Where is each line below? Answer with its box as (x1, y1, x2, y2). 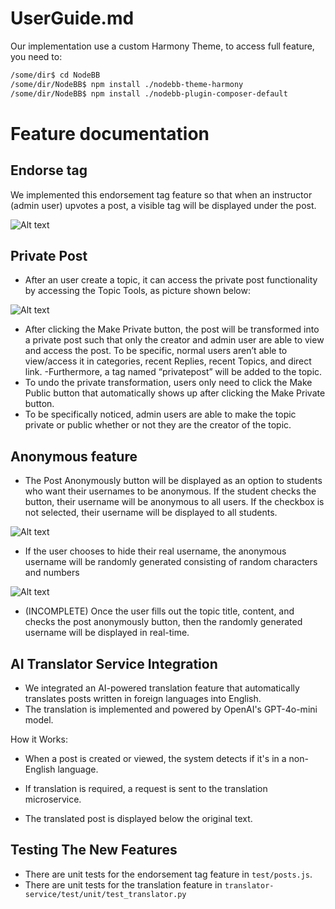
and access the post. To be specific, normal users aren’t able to (24, 345, 288, 357)
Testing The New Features (10, 842, 178, 859)
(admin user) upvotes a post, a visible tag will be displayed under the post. (10, 199, 317, 211)
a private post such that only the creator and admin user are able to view (24, 334, 325, 346)
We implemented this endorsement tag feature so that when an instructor (10, 188, 313, 201)
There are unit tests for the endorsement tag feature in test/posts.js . (24, 868, 313, 880)
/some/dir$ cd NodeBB (10, 70, 101, 80)
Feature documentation (10, 122, 210, 145)
